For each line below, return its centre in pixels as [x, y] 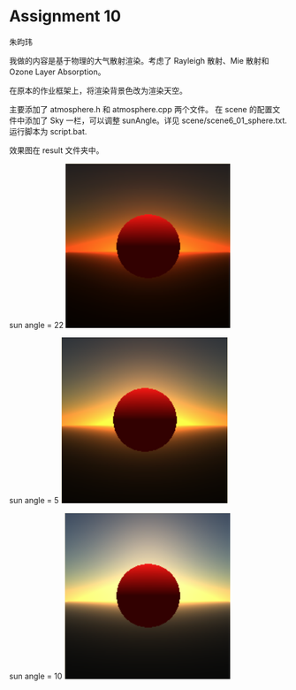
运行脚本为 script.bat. [48, 131]
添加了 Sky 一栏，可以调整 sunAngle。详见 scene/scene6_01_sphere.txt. [156, 120]
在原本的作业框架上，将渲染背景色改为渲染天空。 [98, 90]
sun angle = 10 [36, 676]
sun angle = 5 [34, 500]
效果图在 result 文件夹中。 [57, 150]
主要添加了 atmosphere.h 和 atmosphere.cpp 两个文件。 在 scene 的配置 [141, 109]
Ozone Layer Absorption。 [57, 72]
